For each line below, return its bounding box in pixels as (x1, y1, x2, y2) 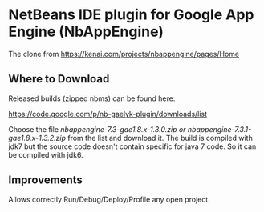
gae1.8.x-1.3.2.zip (8, 133, 67, 142)
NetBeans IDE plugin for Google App (8, 6, 254, 24)
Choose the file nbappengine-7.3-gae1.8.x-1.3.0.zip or (8, 124, 186, 134)
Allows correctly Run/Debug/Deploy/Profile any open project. (8, 194, 210, 204)
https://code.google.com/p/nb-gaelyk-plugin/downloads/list (8, 109, 207, 118)
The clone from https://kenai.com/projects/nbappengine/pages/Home (8, 49, 239, 58)
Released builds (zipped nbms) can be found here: (8, 94, 176, 103)
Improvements (8, 174, 83, 187)
